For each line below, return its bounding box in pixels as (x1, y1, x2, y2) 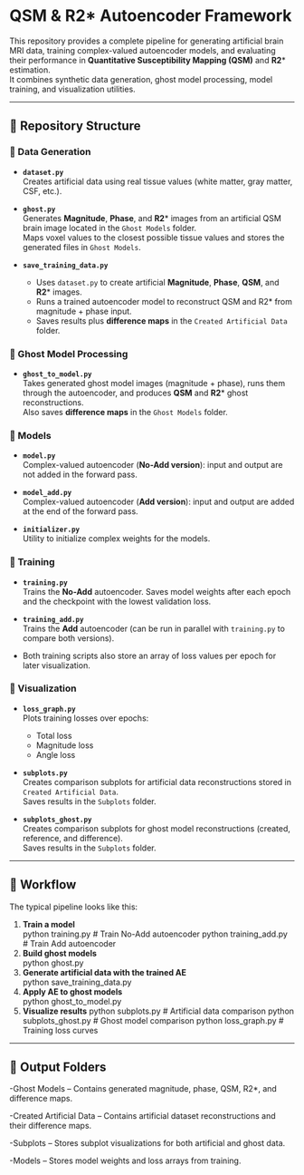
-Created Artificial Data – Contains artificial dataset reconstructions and (9, 1111, 276, 1122)
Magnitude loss (35, 740, 94, 751)
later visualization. (22, 659, 90, 671)
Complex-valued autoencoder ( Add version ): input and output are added (22, 496, 295, 508)
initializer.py (22, 525, 81, 535)
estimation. (9, 64, 52, 75)
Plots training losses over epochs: (22, 713, 149, 723)
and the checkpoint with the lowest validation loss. (22, 596, 212, 607)
